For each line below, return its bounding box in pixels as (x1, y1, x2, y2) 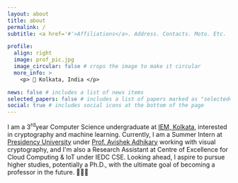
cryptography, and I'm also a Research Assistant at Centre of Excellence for (7, 145, 229, 153)
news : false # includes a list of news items (7, 89, 144, 96)
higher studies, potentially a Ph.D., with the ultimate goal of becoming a (7, 160, 215, 169)
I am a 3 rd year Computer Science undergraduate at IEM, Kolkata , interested (7, 121, 228, 131)
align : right (13, 50, 52, 57)
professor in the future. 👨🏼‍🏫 (7, 167, 89, 176)
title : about (7, 17, 46, 24)
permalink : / (7, 23, 46, 30)
